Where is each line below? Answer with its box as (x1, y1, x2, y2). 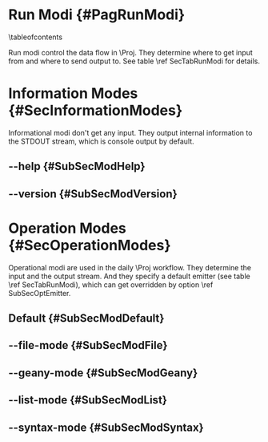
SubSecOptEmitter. (8, 288, 71, 298)
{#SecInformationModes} (8, 102, 183, 120)
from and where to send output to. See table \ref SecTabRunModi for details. (8, 56, 261, 66)
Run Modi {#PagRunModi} (8, 6, 186, 24)
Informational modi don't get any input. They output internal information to (8, 128, 253, 137)
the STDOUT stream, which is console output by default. (8, 136, 194, 146)
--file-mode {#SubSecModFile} (8, 339, 168, 352)
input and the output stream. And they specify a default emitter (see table (8, 271, 250, 281)
